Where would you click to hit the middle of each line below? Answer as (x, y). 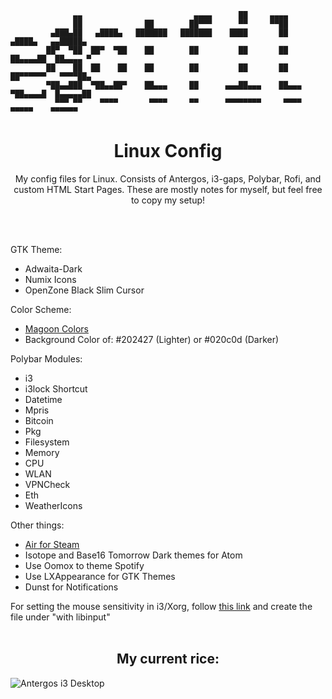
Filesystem (47, 442)
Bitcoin (39, 420)
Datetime (43, 399)
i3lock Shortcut (56, 388)
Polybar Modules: (46, 358)
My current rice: (168, 659)
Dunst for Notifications (71, 587)
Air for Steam (52, 544)
